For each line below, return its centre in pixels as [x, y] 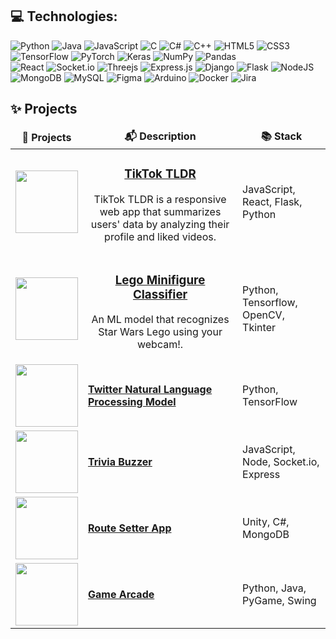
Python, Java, [274, 588]
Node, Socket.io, [281, 462]
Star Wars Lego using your [160, 332]
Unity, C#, [266, 522]
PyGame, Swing [279, 601]
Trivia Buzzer [120, 462]
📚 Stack [281, 136]
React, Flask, [272, 201]
